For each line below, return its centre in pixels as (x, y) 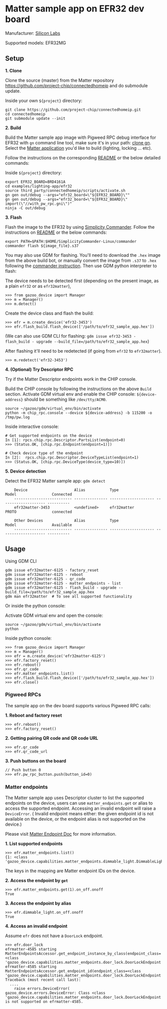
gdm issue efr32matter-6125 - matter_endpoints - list (63, 583)
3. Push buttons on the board (36, 761)
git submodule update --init (35, 118)
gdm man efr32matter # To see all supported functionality (69, 596)
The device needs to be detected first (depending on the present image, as (82, 281)
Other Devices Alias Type (67, 520)
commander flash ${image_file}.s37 (42, 246)
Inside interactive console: (32, 426)
